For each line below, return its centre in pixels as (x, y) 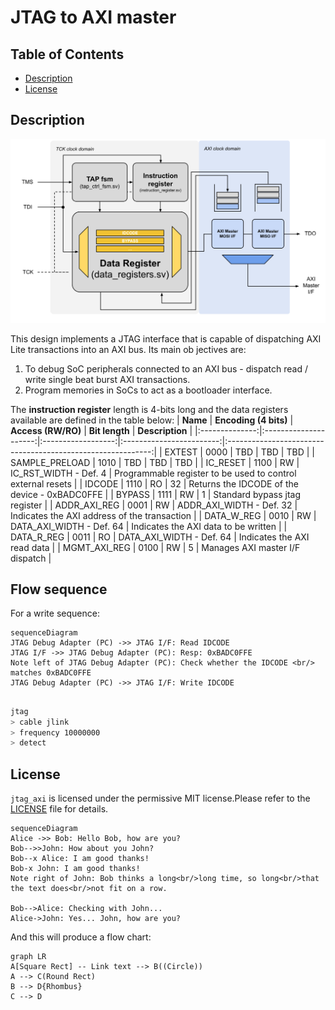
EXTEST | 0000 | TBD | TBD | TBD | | (239, 452)
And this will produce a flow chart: (81, 937)
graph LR (28, 957)
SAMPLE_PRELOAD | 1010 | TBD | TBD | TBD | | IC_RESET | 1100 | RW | (155, 462)
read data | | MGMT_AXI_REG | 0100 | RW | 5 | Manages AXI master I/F (155, 547)
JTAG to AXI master (93, 17)
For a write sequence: (55, 613)
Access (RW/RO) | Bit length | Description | (101, 430)
